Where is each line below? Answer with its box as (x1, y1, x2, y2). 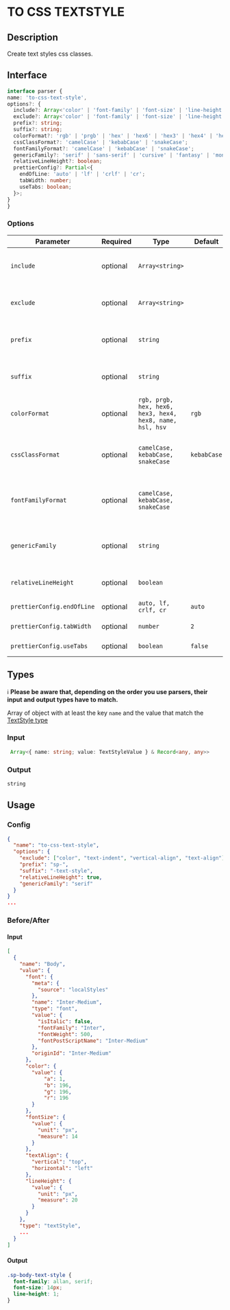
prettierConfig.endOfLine (10, 602, 95, 610)
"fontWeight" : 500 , (37, 1031, 94, 1037)
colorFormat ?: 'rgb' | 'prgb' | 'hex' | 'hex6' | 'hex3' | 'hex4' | (13, 132, 213, 139)
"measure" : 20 (37, 1197, 78, 1204)
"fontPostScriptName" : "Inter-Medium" (37, 1037, 149, 1044)
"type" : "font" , (31, 1005, 78, 1013)
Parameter (35, 236, 71, 246)
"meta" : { (31, 980, 60, 987)
